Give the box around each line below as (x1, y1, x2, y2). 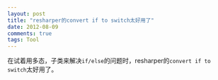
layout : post (7, 10, 46, 18)
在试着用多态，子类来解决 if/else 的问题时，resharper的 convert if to (7, 57, 211, 65)
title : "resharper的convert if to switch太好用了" (7, 17, 154, 24)
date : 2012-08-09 (7, 23, 59, 30)
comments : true (7, 29, 52, 37)
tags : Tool (7, 36, 40, 44)
